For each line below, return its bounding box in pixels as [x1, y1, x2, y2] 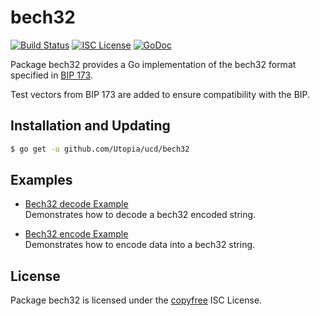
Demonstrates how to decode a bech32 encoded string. [24, 209, 257, 221]
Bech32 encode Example [24, 228, 129, 240]
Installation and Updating [10, 117, 171, 135]
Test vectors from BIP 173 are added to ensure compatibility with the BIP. [10, 88, 311, 100]
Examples [10, 172, 73, 189]
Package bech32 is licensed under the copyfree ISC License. [10, 294, 263, 306]
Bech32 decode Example [24, 198, 129, 210]
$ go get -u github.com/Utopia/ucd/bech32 [10, 144, 190, 154]
